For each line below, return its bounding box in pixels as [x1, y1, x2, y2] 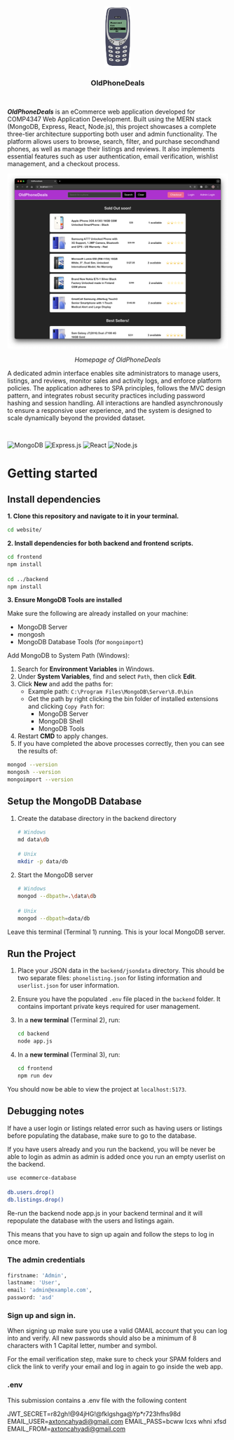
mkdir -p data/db [17, 858, 69, 865]
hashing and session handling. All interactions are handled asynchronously [7, 399, 223, 407]
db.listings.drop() [7, 1197, 64, 1204]
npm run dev [17, 1073, 53, 1080]
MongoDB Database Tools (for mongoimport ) [17, 638, 144, 646]
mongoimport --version [7, 776, 74, 783]
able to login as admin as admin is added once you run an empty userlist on [7, 1152, 226, 1161]
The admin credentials [7, 1255, 85, 1265]
